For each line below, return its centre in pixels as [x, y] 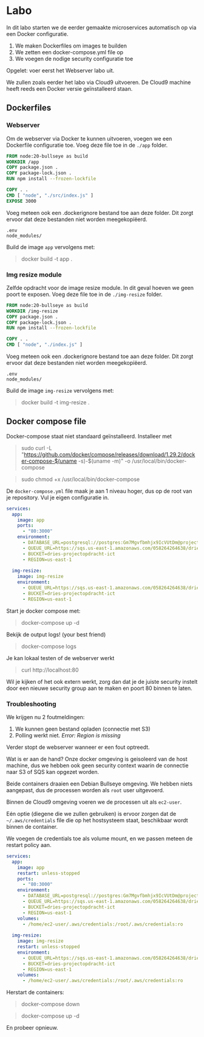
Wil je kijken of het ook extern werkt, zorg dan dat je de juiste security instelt [102, 681]
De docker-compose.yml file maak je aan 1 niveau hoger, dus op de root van [99, 491]
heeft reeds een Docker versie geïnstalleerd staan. [70, 88]
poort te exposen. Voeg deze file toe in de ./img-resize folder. [84, 294]
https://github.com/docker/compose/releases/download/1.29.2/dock [110, 454]
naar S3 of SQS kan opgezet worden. [53, 772]
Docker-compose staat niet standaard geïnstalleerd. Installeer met [89, 436]
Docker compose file [46, 422]
